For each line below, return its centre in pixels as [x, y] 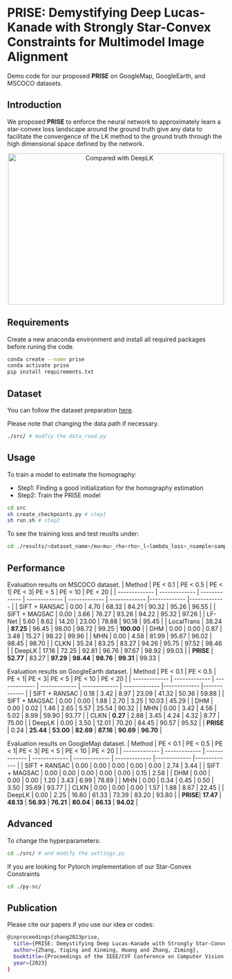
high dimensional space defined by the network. [76, 144]
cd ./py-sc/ [24, 886]
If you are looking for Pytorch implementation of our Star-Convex [99, 866]
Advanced [30, 824]
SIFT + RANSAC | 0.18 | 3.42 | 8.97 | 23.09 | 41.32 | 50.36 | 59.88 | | [128, 693]
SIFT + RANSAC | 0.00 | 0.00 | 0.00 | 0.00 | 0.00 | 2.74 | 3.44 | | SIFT [122, 766]
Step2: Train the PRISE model [59, 495]
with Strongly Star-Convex [133, 27]
